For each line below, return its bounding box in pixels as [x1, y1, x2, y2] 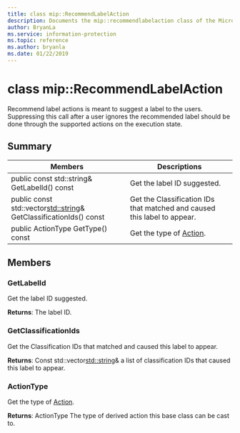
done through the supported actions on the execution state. [7, 119, 183, 128]
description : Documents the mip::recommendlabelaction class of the [7, 17, 216, 24]
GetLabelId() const [11, 183, 74, 193]
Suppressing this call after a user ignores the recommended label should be [7, 112, 231, 121]
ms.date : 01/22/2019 [7, 51, 69, 58]
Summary [7, 141, 52, 153]
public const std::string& [11, 173, 93, 183]
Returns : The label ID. [7, 308, 72, 317]
